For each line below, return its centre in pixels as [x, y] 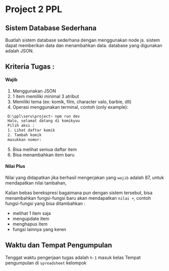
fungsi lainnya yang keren [39, 230]
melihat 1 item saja [32, 213]
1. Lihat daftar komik [31, 130]
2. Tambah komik [24, 135]
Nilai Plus [15, 166]
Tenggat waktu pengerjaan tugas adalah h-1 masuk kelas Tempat [73, 257]
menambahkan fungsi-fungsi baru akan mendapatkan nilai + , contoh [78, 198]
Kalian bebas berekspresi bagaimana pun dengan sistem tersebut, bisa [79, 193]
